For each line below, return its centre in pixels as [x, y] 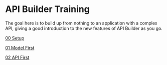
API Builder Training [48, 9]
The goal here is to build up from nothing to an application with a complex [81, 23]
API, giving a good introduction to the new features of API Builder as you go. [84, 28]
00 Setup [15, 38]
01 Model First [20, 47]
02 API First [17, 57]
